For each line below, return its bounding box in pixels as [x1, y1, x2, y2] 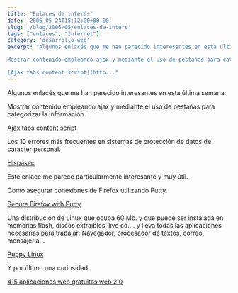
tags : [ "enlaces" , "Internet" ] [7, 30, 100, 38]
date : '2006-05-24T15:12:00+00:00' [7, 17, 113, 24]
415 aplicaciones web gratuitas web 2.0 [7, 277, 123, 286]
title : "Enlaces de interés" [7, 10, 93, 18]
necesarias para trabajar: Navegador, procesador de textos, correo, [7, 228, 205, 237]
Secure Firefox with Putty [7, 199, 81, 208]
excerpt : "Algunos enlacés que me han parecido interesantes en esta [7, 43, 217, 50]
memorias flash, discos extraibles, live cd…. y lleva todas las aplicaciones [7, 221, 222, 229]
